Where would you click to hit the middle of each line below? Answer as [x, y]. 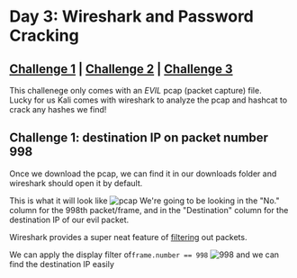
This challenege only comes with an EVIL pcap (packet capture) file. [136, 90]
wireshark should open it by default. [76, 183]
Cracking [44, 36]
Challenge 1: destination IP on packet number [139, 138]
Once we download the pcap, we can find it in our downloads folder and [143, 174]
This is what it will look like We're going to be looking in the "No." [144, 201]
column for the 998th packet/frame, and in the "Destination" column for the [149, 210]
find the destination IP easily [62, 264]
